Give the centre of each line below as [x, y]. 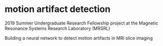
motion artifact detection [57, 9]
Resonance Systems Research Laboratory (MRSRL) [57, 28]
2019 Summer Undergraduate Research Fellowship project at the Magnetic [81, 23]
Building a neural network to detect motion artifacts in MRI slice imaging [79, 38]
